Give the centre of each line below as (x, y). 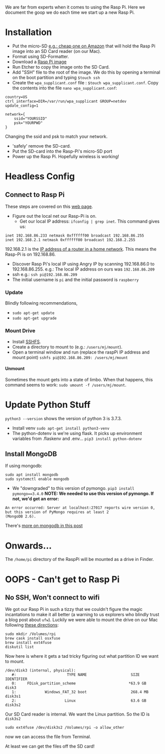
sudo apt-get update (33, 313)
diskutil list (20, 647)
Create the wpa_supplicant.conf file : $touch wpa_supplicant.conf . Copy (85, 82)
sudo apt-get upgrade (34, 318)
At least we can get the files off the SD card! (50, 746)
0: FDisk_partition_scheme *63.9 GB (79, 683)
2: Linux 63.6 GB (79, 701)
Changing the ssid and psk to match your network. (56, 136)
